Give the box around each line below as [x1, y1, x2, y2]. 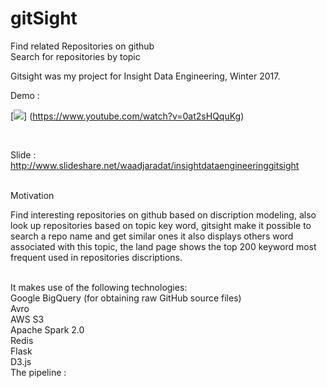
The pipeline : [10, 366, 67, 378]
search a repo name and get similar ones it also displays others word [10, 230, 294, 242]
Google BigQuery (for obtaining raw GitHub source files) [10, 292, 242, 304]
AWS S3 [10, 313, 45, 325]
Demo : [10, 89, 40, 101]
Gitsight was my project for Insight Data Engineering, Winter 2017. [10, 70, 281, 82]
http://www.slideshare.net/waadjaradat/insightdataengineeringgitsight [10, 159, 300, 171]
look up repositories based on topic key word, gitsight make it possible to [10, 219, 312, 231]
